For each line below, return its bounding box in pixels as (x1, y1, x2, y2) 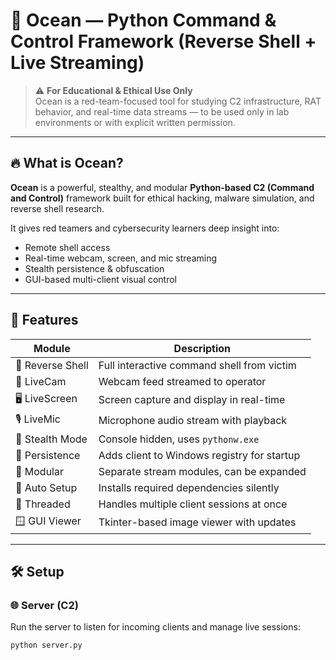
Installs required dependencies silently (98, 480, 280, 494)
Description (173, 341, 232, 355)
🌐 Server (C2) (10, 598, 79, 612)
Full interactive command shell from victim (98, 358, 297, 372)
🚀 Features (10, 312, 79, 329)
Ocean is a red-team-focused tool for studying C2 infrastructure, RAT (34, 95, 322, 107)
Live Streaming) (10, 52, 145, 74)
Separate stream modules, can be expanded (98, 464, 307, 478)
